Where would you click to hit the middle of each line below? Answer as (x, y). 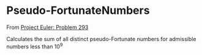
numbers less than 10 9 (35, 46)
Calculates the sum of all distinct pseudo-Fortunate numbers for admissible (101, 39)
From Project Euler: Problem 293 (47, 27)
